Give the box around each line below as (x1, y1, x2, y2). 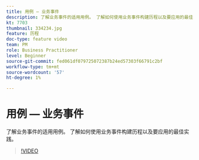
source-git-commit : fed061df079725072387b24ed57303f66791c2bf (6, 58, 163, 64)
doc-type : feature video (6, 36, 68, 42)
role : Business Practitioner (6, 47, 78, 53)
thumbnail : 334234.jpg (6, 25, 62, 31)
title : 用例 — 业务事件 (6, 8, 59, 15)
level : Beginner (6, 53, 46, 59)
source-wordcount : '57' (6, 69, 65, 75)
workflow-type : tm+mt (6, 63, 60, 70)
